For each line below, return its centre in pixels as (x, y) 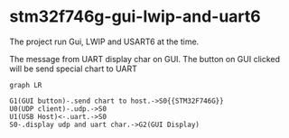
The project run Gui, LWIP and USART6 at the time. (104, 41)
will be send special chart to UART (74, 69)
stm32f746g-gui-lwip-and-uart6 (135, 17)
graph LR (26, 85)
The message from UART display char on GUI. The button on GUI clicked (145, 59)
